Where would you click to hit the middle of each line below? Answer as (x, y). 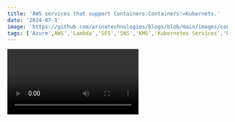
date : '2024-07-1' (34, 20)
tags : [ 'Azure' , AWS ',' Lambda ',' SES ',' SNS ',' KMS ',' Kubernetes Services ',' (117, 33)
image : (17, 26)
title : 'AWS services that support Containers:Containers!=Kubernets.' (114, 14)
